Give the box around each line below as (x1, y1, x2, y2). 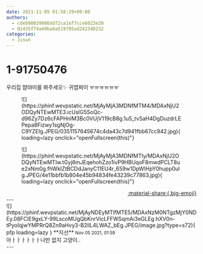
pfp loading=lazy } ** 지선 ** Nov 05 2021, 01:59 (6, 229, 116, 236)
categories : (6, 31, 36, 37)
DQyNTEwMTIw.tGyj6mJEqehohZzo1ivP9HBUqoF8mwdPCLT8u (21, 158, 180, 166)
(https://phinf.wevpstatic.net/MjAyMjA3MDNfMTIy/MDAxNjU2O (21, 152, 179, 159)
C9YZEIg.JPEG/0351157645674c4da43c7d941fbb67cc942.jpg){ (21, 127, 181, 135)
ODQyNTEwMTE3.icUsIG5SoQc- (21, 108, 103, 115)
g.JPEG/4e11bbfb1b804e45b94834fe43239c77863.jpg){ (21, 171, 163, 179)
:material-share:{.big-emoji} (127, 189, 197, 197)
